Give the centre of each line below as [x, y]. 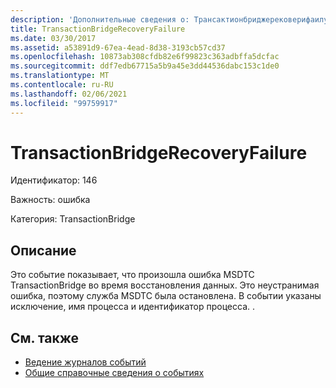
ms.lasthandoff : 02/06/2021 [69, 94]
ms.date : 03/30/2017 [53, 38]
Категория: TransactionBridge [73, 219]
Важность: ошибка [50, 200]
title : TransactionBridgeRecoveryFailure [98, 29]
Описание [43, 250]
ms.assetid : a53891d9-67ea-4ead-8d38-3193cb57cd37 [118, 47]
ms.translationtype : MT [60, 76]
